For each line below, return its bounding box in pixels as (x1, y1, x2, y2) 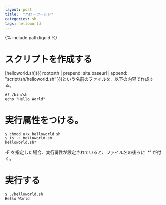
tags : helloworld (5, 21, 41, 26)
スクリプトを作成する (5, 54, 93, 65)
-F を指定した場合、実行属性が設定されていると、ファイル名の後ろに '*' (5, 149, 152, 155)
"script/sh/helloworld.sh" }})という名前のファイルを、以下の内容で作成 (5, 76, 150, 82)
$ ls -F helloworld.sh (5, 136, 52, 141)
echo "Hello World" (5, 97, 46, 102)
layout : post (5, 7, 32, 12)
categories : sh (5, 16, 37, 21)
